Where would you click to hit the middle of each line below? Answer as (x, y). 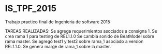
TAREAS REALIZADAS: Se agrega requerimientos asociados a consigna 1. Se (81, 31)
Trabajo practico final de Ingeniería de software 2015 (58, 22)
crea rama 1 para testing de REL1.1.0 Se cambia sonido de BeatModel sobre (80, 36)
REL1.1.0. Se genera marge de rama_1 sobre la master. (58, 46)
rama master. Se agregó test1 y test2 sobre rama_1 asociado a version (74, 41)
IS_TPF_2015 (31, 8)
